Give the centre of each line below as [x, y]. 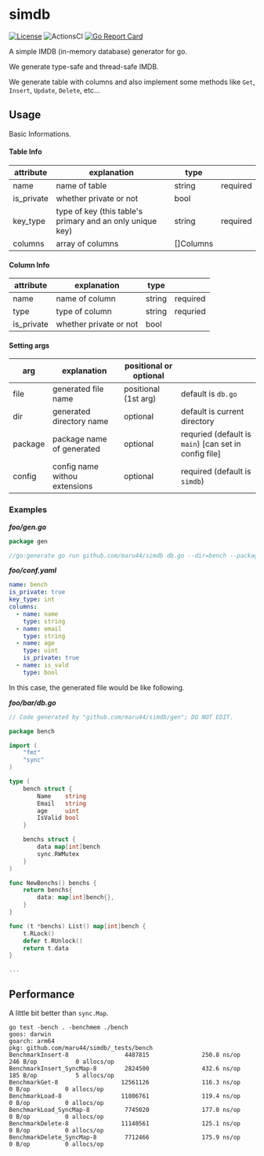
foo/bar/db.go [33, 702]
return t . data [46, 948]
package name [80, 439]
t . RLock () [39, 933]
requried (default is [216, 434]
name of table [81, 185]
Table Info [25, 152]
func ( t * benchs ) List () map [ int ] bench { [78, 926]
